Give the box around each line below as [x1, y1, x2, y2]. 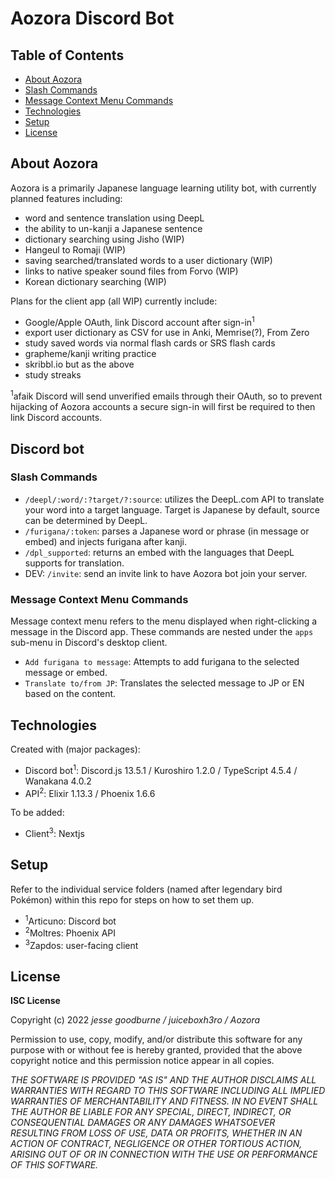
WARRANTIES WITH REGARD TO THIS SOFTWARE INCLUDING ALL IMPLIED [10, 1085, 326, 1097]
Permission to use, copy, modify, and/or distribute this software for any [10, 1033, 303, 1046]
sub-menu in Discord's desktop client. [10, 637, 168, 649]
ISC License [10, 995, 61, 1007]
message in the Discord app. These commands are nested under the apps [10, 626, 314, 638]
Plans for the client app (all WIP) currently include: [10, 295, 218, 307]
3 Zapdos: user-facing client [24, 938, 139, 951]
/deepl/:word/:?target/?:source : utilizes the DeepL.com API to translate [24, 493, 325, 505]
